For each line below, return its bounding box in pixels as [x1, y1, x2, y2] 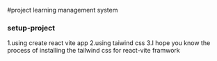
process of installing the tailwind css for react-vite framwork [7, 46, 180, 55]
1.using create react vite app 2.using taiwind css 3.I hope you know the [7, 39, 211, 47]
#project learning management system [7, 6, 118, 14]
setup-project [7, 23, 56, 33]
